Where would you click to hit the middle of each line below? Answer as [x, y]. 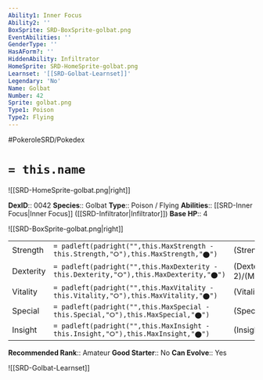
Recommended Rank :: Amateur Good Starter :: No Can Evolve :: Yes [117, 353]
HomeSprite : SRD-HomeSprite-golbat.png [73, 67]
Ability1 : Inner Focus [45, 15]
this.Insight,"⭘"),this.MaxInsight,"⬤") [131, 333]
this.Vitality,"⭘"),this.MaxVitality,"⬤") [136, 295]
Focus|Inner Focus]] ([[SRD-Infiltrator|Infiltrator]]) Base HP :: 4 [108, 213]
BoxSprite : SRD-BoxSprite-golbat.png [70, 30]
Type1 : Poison [31, 110]
